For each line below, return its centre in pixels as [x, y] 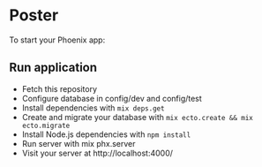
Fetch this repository [60, 88]
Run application [53, 68]
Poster [34, 15]
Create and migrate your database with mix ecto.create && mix [137, 117]
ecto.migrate [46, 125]
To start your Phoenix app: [57, 40]
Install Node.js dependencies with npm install [106, 134]
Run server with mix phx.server [79, 143]
